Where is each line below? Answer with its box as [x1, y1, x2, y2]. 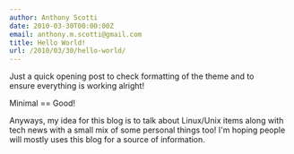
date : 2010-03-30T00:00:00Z [9, 21, 115, 30]
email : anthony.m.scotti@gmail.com [9, 30, 143, 38]
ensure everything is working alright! [9, 81, 145, 91]
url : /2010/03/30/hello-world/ [9, 47, 126, 56]
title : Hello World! [9, 38, 87, 47]
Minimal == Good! [9, 98, 76, 108]
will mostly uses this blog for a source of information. [9, 134, 206, 145]
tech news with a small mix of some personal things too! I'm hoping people [9, 124, 286, 135]
